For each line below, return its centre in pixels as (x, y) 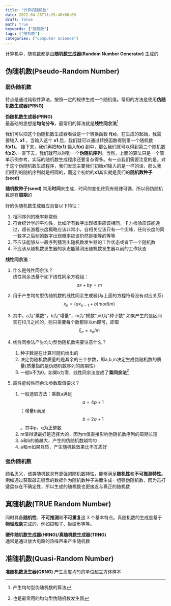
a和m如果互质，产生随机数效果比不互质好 (64, 447)
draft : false (19, 19)
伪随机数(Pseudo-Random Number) (62, 71)
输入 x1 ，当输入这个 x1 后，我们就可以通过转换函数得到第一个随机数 (81, 141)
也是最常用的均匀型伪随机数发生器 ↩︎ (51, 598)
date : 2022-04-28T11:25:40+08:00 (41, 15)
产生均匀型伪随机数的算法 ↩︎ (42, 588)
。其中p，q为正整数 (41, 428)
